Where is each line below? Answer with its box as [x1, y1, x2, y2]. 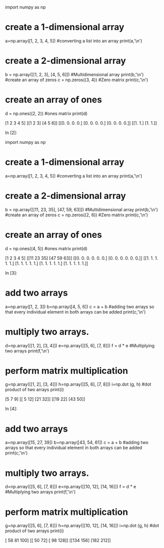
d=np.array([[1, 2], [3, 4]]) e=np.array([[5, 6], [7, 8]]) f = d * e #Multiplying [5, 342, 155, 348]
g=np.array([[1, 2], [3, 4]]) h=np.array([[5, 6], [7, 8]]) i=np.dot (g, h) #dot [5, 381, 152, 387]
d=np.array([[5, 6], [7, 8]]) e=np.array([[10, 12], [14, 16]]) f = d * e [5, 484, 136, 490]
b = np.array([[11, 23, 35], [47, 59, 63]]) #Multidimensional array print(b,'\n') [5, 206, 159, 212]
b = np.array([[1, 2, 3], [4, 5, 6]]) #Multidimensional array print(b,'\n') [5, 71, 144, 77]
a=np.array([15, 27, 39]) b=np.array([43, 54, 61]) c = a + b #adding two [5, 440, 149, 446]
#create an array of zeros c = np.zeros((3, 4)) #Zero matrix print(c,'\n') [5, 77, 149, 83]
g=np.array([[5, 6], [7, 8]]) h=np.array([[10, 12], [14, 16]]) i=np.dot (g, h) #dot [5, 523, 159, 529]
